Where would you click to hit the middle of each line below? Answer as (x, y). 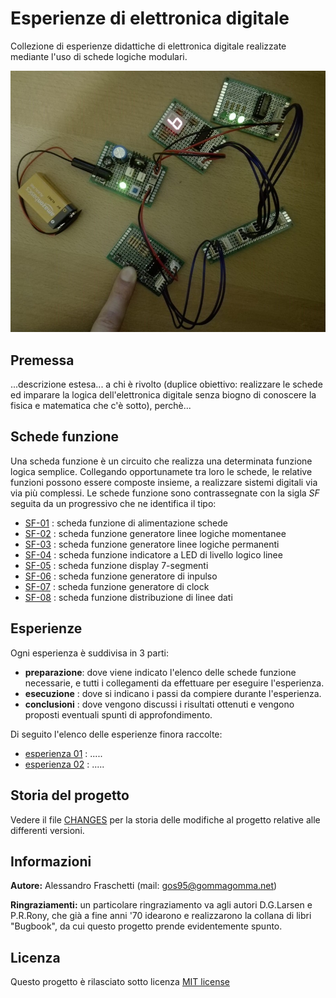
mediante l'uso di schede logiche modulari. (99, 56)
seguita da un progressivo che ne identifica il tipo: (113, 503)
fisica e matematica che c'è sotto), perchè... (101, 406)
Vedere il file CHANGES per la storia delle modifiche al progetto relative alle (165, 819)
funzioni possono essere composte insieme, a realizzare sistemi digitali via (164, 482)
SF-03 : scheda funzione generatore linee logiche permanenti (152, 544)
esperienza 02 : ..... (64, 764)
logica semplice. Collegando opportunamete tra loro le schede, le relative (161, 471)
